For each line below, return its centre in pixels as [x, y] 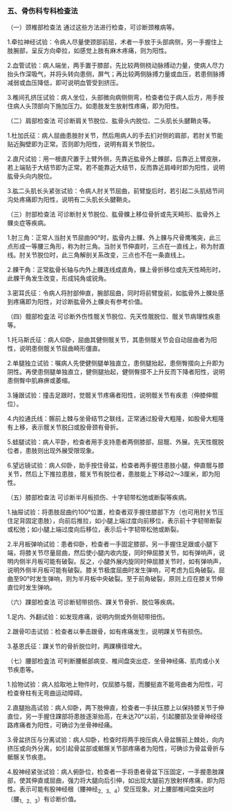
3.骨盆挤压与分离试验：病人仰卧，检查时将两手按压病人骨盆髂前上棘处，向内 [116, 740]
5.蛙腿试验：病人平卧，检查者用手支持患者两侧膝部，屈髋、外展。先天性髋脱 [116, 442]
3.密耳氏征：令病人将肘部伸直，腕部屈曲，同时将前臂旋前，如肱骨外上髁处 [113, 293]
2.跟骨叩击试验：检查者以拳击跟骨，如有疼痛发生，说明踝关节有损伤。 [107, 632]
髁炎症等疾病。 [28, 223]
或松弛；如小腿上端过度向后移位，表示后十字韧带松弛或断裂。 [95, 529]
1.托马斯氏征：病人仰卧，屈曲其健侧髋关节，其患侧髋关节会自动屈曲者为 [109, 340]
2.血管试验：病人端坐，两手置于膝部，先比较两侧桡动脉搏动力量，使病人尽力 [116, 65]
